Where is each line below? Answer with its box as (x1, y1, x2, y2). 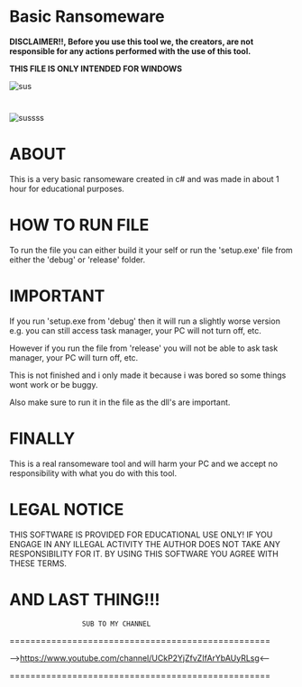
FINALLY (9, 428, 76, 449)
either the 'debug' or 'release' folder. (9, 254, 146, 265)
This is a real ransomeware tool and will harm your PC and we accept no (9, 458, 278, 469)
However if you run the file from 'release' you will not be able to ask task (9, 343, 279, 353)
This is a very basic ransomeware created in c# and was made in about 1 (9, 174, 279, 185)
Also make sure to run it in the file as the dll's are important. (9, 397, 231, 408)
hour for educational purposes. (9, 183, 124, 195)
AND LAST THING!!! (9, 590, 160, 609)
